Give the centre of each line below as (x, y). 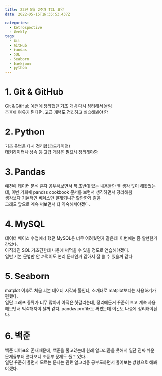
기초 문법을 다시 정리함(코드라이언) (38, 146)
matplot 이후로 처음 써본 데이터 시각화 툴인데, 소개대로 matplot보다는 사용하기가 (81, 290)
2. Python (25, 132)
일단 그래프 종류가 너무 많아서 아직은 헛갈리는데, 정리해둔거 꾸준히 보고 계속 (76, 302)
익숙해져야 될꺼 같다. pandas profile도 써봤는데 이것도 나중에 (79, 308)
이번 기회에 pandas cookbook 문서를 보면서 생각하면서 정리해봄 (72, 192)
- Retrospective (26, 27)
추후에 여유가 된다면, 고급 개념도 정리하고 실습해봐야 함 (57, 112)
